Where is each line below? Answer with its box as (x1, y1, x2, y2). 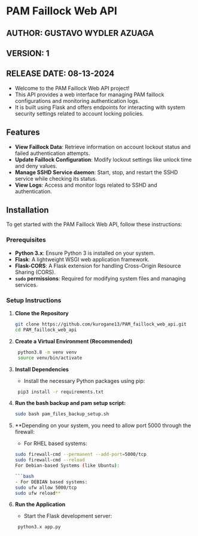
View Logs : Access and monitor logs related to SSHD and (14, 181, 157, 188)
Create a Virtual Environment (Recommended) (14, 337, 133, 345)
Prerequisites (6, 236, 46, 244)
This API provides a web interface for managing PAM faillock (14, 91, 165, 98)
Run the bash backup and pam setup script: (14, 400, 126, 407)
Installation (6, 205, 49, 215)
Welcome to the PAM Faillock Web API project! (14, 84, 130, 92)
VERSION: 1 (6, 48, 50, 58)
